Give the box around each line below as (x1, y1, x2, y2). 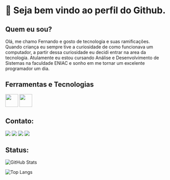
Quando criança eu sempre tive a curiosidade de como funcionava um (5, 44, 153, 50)
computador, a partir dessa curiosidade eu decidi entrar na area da (5, 49, 147, 55)
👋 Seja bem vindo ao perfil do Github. (5, 5, 166, 16)
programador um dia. (5, 66, 50, 71)
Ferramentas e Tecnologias (5, 80, 94, 89)
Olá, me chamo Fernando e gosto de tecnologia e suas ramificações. (5, 38, 150, 44)
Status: (5, 146, 29, 155)
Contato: (5, 117, 34, 125)
